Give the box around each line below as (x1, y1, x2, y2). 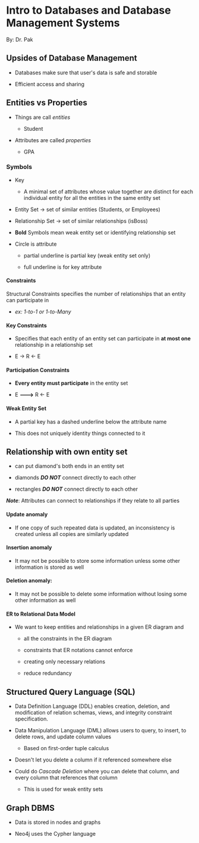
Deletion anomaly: (6, 577, 52, 584)
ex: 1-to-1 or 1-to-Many (14, 308, 71, 315)
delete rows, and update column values (14, 733, 112, 741)
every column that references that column (14, 774, 118, 781)
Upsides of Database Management (6, 53, 138, 63)
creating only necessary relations (23, 658, 106, 665)
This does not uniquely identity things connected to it (14, 430, 146, 437)
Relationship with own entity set (6, 447, 128, 457)
